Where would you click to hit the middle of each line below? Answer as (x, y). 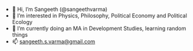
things (20, 35)
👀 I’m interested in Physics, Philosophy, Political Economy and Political (100, 16)
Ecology (22, 22)
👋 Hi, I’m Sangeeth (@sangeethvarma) (60, 9)
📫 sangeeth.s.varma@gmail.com (54, 41)
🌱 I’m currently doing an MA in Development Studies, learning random (99, 28)
